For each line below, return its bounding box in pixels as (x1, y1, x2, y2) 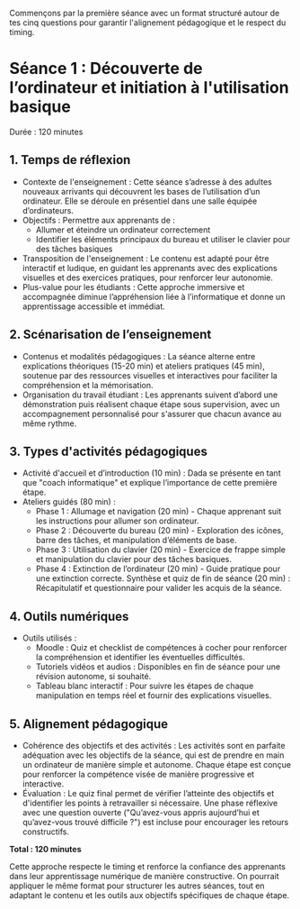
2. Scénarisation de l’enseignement (9, 327, 212, 342)
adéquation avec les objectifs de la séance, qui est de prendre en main (22, 750, 285, 760)
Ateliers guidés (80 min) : (22, 496, 117, 507)
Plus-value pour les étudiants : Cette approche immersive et (22, 281, 245, 292)
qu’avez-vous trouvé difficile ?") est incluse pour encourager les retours (22, 817, 289, 827)
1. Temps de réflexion (9, 152, 131, 168)
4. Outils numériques (9, 608, 129, 624)
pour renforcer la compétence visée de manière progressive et (22, 769, 254, 779)
